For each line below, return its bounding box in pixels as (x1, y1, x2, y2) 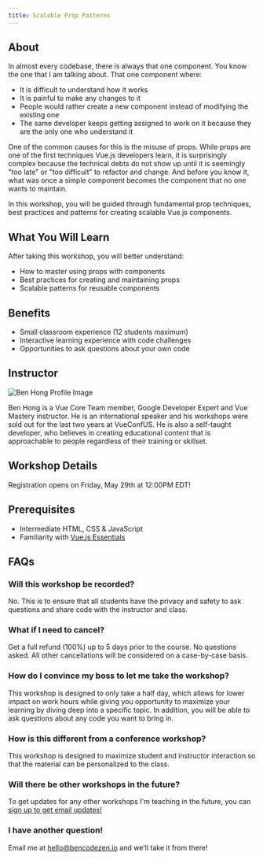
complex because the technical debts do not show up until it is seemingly (8, 159, 246, 169)
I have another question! (8, 825, 104, 836)
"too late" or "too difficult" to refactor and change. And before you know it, (8, 167, 250, 177)
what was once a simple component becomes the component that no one (8, 176, 247, 185)
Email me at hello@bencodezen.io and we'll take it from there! (8, 843, 208, 852)
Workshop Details (8, 459, 98, 473)
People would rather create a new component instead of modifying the (19, 102, 249, 111)
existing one (19, 110, 60, 120)
